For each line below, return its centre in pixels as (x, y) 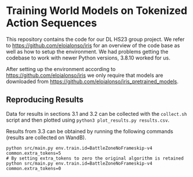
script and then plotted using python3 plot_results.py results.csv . (88, 120)
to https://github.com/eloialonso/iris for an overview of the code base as (93, 45)
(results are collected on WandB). (46, 137)
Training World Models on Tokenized (97, 11)
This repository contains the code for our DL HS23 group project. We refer (95, 39)
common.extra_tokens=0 (34, 168)
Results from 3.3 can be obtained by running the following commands (90, 131)
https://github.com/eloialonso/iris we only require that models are (85, 75)
